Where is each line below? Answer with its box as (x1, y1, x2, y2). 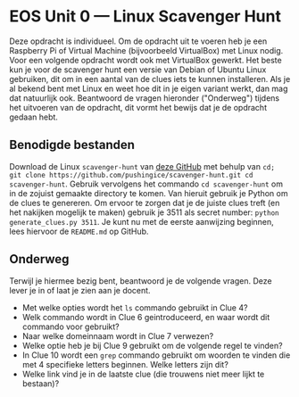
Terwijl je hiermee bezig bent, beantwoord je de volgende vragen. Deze (9, 275, 272, 286)
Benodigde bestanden (9, 137, 136, 153)
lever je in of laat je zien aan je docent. (9, 285, 151, 295)
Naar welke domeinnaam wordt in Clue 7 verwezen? (21, 330, 214, 341)
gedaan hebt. (9, 112, 58, 122)
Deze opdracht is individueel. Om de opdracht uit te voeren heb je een (9, 36, 268, 46)
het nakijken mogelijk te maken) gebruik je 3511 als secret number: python (9, 207, 279, 218)
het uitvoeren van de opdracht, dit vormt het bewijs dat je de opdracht (9, 102, 268, 112)
